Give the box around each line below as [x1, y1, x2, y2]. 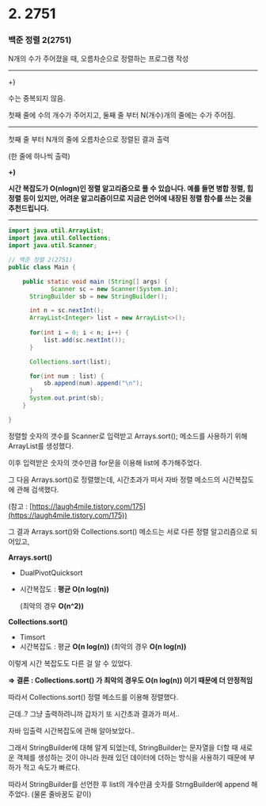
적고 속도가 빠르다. [22, 762, 81, 772]
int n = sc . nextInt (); [28, 307, 104, 315]
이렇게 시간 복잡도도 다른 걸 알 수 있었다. [8, 659, 133, 668]
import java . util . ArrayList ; [8, 227, 104, 235]
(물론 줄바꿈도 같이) [31, 789, 92, 799]
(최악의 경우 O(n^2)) [19, 601, 85, 610]
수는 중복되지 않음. [8, 94, 66, 103]
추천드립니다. [8, 204, 49, 213]
